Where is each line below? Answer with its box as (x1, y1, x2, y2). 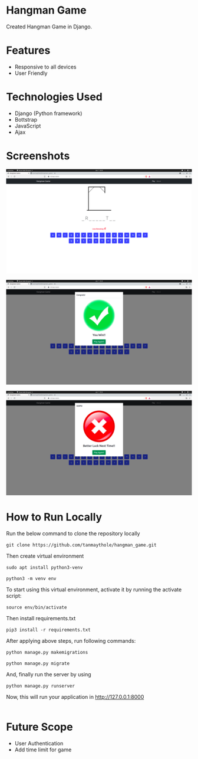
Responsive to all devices (14, 63, 77, 70)
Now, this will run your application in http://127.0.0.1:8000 (6, 693, 144, 701)
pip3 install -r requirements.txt (6, 627, 91, 633)
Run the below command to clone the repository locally (6, 530, 140, 537)
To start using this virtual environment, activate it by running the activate (6, 586, 182, 593)
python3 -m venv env (6, 576, 57, 582)
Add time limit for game (14, 746, 72, 753)
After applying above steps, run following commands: (6, 637, 136, 645)
